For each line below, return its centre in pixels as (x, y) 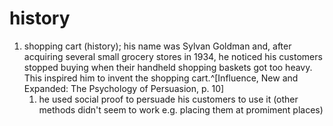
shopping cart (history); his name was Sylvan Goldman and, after (157, 46)
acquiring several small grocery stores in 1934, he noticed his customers (173, 56)
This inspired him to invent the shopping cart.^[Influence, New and (161, 78)
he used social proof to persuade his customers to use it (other (168, 99)
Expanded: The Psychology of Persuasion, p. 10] (124, 88)
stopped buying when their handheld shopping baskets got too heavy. (168, 67)
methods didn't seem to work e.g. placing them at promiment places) (181, 109)
